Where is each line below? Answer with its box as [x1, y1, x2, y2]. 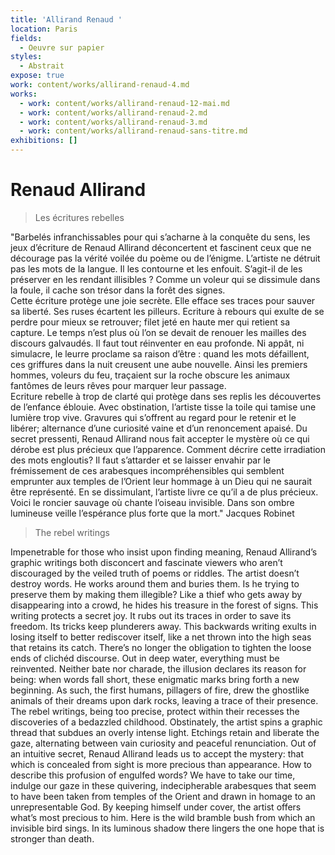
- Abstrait [19, 61, 65, 71]
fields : [10, 33, 43, 43]
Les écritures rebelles [34, 211, 125, 223]
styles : [10, 52, 43, 62]
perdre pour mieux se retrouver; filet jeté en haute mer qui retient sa [10, 316, 291, 328]
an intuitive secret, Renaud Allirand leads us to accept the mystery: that [10, 747, 305, 760]
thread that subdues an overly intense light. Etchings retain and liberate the [10, 726, 320, 738]
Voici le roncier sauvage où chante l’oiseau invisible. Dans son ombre [10, 496, 295, 508]
